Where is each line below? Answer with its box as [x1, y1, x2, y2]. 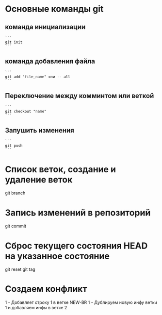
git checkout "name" [5, 109, 47, 114]
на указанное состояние [5, 250, 110, 262]
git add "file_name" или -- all [5, 74, 70, 79]
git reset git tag [5, 266, 35, 272]
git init [5, 40, 23, 45]
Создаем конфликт [5, 283, 87, 295]
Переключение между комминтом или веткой [5, 92, 154, 100]
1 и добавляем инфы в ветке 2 [5, 305, 67, 311]
